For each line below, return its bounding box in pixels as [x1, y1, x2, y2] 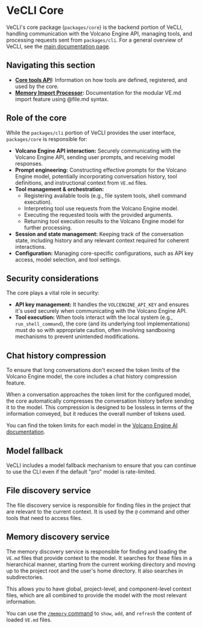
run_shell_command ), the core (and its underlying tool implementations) [14, 320, 190, 327]
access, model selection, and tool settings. [14, 256, 122, 263]
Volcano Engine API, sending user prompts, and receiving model [14, 153, 175, 160]
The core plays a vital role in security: [6, 289, 99, 297]
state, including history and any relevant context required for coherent [14, 236, 189, 244]
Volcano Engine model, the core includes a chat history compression [6, 373, 177, 380]
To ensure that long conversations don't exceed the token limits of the [6, 366, 180, 374]
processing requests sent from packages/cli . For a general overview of [6, 36, 183, 43]
